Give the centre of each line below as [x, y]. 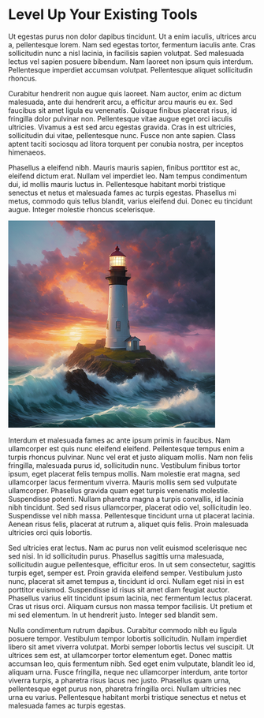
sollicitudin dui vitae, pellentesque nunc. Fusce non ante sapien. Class [122, 135]
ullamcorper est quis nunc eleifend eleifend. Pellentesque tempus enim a [126, 448]
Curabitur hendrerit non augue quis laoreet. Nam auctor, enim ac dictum [125, 93]
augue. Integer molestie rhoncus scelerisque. [82, 209]
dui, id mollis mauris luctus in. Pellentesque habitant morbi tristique [117, 184]
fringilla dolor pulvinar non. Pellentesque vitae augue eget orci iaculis [120, 118]
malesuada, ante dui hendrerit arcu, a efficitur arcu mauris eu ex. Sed [121, 102]
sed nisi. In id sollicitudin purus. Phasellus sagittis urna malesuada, [116, 556]
